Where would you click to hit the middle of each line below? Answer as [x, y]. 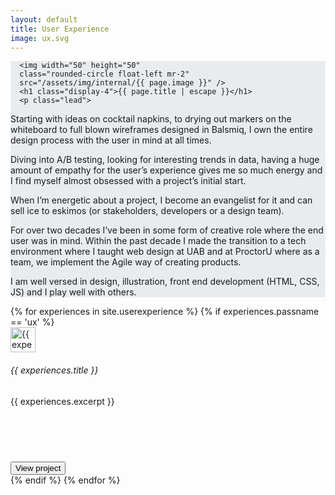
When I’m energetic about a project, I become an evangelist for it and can [161, 200]
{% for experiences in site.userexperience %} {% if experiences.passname [165, 312]
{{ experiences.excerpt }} [62, 401]
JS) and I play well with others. [73, 292]
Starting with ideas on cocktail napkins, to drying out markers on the [151, 119]
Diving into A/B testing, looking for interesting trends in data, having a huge [165, 160]
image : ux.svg [40, 38]
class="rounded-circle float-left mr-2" [104, 74]
